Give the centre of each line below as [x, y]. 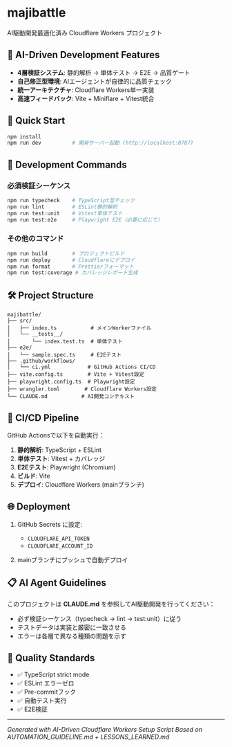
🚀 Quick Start [36, 121]
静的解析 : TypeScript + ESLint [59, 450]
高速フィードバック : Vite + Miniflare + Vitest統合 [86, 98]
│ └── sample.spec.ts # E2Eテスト [65, 355]
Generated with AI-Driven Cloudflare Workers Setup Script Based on [105, 730]
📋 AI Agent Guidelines [57, 583]
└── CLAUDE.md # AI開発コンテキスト [71, 397]
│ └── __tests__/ [35, 334]
